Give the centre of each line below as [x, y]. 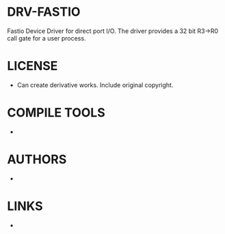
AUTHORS [37, 159]
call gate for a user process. [47, 38]
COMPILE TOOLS [56, 113]
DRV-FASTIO [44, 12]
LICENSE [32, 66]
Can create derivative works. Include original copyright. [95, 85]
